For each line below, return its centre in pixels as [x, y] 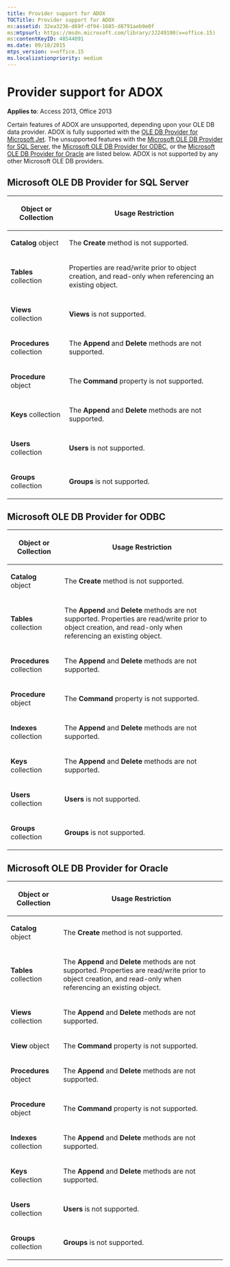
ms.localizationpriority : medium [55, 58]
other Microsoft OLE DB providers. [55, 161]
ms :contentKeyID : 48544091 [46, 39]
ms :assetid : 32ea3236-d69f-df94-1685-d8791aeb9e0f [81, 26]
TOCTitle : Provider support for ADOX [61, 20]
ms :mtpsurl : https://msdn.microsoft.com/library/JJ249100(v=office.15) [111, 33]
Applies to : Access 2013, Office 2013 [60, 111]
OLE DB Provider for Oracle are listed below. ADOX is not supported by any [113, 153]
